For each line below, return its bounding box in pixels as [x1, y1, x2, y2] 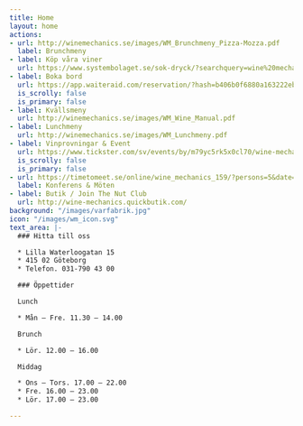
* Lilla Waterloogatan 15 [17, 247, 115, 257]
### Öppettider [17, 281, 75, 290]
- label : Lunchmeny [9, 123, 83, 132]
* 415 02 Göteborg [17, 256, 87, 265]
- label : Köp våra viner [9, 55, 103, 64]
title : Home [9, 13, 54, 23]
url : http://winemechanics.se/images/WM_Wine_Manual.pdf [17, 114, 236, 123]
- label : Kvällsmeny [9, 106, 87, 115]
